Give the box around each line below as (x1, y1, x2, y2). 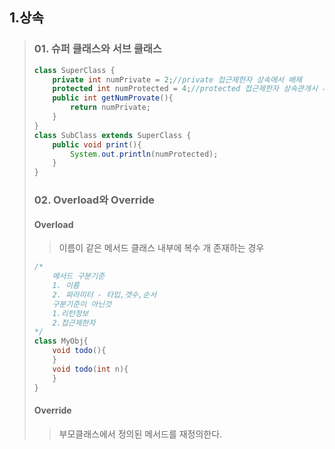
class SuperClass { (33, 65, 116, 75)
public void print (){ (52, 139, 142, 150)
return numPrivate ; (70, 103, 151, 113)
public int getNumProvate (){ (52, 93, 174, 103)
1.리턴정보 (52, 308, 89, 318)
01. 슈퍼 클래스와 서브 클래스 (33, 42, 162, 56)
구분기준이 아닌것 (52, 299, 112, 309)
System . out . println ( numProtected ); (70, 149, 219, 159)
